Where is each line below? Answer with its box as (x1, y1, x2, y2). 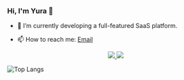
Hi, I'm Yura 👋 (7, 6, 54, 16)
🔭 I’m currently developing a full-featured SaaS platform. (17, 22, 178, 30)
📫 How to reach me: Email (17, 36, 93, 44)
